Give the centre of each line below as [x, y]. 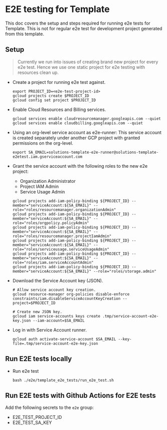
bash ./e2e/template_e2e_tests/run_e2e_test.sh [63, 380]
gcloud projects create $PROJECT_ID [51, 96]
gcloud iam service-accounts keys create [56, 316]
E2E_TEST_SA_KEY [32, 422]
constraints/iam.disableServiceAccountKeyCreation [66, 298]
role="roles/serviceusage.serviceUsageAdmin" [61, 249]
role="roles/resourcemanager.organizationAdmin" [64, 209]
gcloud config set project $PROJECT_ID [54, 100]
